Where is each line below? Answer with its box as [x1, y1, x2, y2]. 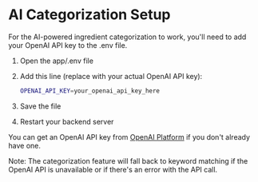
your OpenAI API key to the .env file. [8, 40, 128, 49]
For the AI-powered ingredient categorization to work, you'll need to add [8, 32, 247, 42]
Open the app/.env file [19, 56, 94, 65]
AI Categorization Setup [8, 6, 171, 24]
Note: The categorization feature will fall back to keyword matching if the [8, 156, 248, 165]
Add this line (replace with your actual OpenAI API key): [19, 71, 203, 81]
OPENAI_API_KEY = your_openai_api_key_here [19, 86, 161, 95]
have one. [8, 140, 42, 150]
